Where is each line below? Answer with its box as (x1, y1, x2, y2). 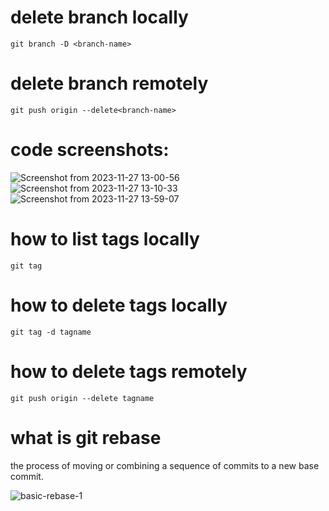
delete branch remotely (10, 72, 209, 95)
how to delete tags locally (10, 294, 228, 316)
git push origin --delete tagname (10, 393, 155, 403)
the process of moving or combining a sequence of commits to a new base (10, 459, 320, 471)
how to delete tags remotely (10, 360, 248, 383)
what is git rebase (10, 426, 162, 449)
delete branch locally (10, 6, 189, 29)
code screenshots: (10, 139, 170, 161)
